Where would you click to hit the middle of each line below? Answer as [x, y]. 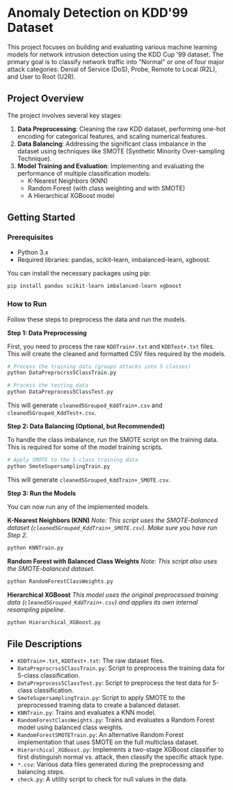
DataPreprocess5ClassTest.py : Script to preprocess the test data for [114, 683]
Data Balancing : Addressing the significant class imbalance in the [112, 144]
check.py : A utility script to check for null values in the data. [102, 780]
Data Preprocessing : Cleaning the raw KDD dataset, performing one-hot [121, 129]
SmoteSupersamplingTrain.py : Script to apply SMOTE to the [101, 698]
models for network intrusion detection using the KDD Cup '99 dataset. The [115, 54]
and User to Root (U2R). [41, 76]
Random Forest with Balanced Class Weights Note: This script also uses [112, 561]
